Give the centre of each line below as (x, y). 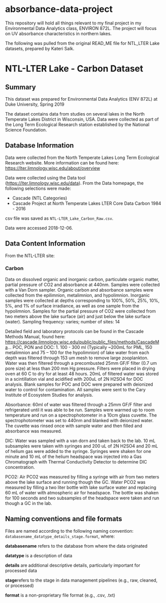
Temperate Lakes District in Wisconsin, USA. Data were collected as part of (82, 119)
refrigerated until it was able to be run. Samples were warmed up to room (80, 410)
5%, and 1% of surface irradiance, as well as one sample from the (72, 305)
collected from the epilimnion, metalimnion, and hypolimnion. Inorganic (78, 295)
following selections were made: (38, 188)
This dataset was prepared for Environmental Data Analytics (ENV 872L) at (81, 99)
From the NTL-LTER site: (30, 256)
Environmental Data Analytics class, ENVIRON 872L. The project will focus (81, 28)
